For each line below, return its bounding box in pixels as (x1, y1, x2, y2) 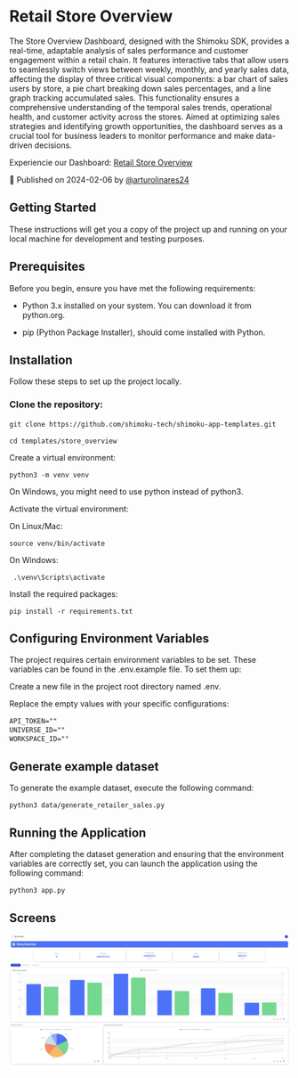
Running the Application (9, 825, 147, 840)
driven (9, 140, 33, 151)
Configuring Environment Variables (9, 631, 210, 647)
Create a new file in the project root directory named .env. (9, 682, 221, 692)
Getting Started (9, 200, 97, 216)
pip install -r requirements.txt (9, 607, 133, 616)
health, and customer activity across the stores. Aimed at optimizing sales (9, 111, 280, 122)
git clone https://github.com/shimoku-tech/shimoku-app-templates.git (9, 420, 277, 429)
